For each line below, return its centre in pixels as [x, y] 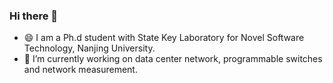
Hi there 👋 [34, 16]
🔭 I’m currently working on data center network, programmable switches [173, 59]
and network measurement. [80, 70]
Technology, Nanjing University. [89, 48]
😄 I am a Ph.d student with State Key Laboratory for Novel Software [164, 38]
